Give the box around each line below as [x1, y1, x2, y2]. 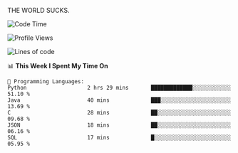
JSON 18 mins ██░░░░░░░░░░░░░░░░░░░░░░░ [7, 122, 232, 129]
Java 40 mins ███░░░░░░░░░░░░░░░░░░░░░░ [7, 97, 232, 104]
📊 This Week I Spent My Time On [7, 62, 108, 70]
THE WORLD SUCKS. [7, 6, 70, 14]
